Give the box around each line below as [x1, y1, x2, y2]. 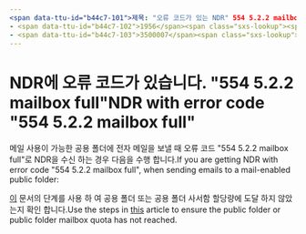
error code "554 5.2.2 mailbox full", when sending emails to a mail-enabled [9, 165, 291, 176]
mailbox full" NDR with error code [9, 92, 265, 113]
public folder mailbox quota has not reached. [9, 215, 178, 226]
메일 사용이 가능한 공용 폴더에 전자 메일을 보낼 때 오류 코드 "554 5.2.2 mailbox [9, 143, 289, 154]
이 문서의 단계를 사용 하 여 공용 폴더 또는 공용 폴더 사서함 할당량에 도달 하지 [9, 193, 276, 204]
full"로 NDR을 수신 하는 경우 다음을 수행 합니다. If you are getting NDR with [9, 154, 279, 165]
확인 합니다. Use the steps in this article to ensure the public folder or [25, 204, 281, 215]
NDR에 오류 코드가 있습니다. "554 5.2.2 [9, 72, 294, 93]
